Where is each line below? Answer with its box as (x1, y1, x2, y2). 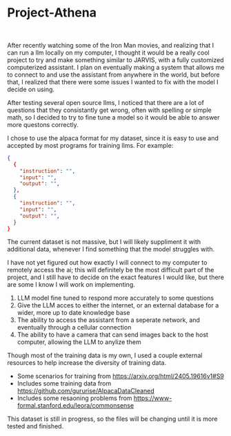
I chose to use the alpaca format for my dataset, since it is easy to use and (7, 133, 219, 142)
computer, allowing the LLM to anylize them (17, 338, 141, 346)
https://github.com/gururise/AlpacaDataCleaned (17, 387, 155, 395)
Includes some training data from (17, 379, 112, 388)
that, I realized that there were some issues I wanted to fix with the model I (7, 77, 219, 86)
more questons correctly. (7, 120, 79, 129)
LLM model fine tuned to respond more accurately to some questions (17, 294, 214, 302)
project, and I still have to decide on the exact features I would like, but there (7, 273, 224, 281)
